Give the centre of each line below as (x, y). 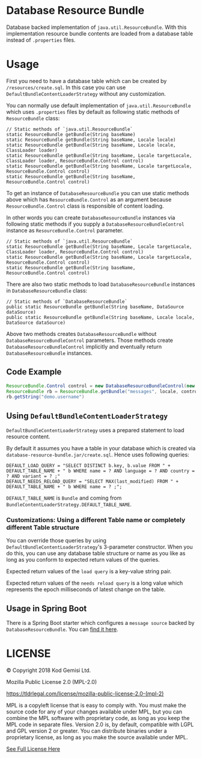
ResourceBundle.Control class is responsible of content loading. (85, 206)
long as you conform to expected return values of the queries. (83, 560)
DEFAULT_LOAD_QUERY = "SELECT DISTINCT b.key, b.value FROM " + (88, 466)
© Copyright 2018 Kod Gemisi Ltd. (49, 670)
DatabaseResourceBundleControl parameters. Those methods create (90, 340)
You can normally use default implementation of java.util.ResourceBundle (99, 105)
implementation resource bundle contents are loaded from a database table (100, 33)
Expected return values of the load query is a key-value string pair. (89, 571)
